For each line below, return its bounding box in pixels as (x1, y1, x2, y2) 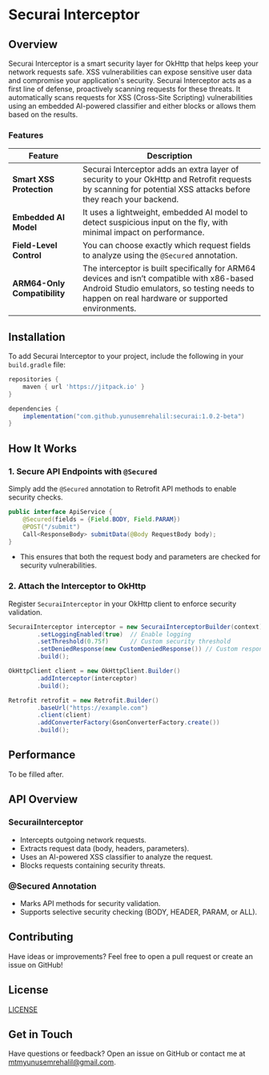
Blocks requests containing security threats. (19, 860, 166, 870)
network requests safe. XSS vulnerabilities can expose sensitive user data (8, 67, 252, 77)
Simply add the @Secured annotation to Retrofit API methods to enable (8, 484, 237, 494)
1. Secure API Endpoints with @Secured (8, 466, 158, 477)
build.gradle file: (8, 360, 66, 370)
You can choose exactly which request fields (82, 240, 251, 251)
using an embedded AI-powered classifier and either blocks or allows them (8, 102, 256, 110)
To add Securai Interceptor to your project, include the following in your (8, 351, 244, 361)
